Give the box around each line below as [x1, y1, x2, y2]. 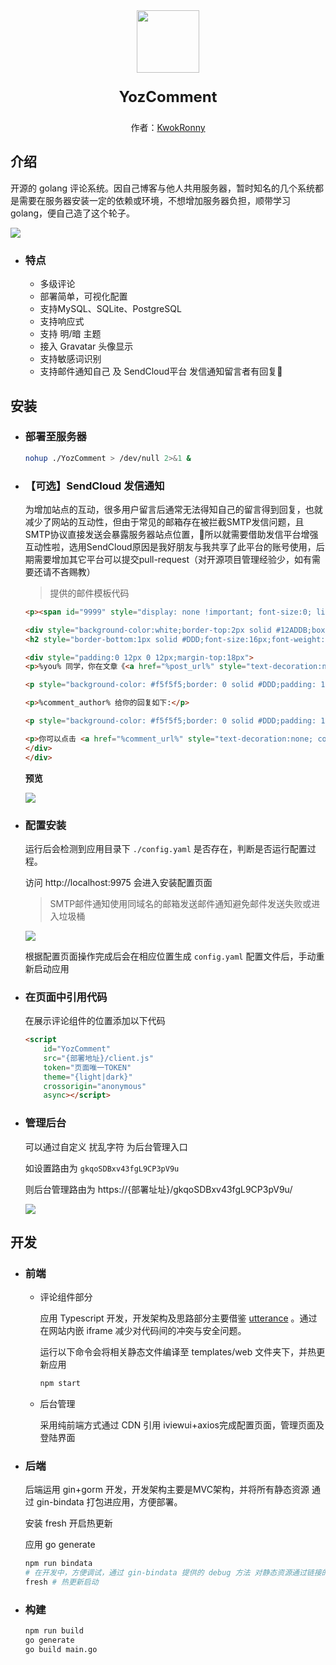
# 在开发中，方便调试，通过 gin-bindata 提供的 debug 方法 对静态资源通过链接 [24, 1568, 322, 1578]
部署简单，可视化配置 [39, 290, 128, 303]
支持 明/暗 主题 [39, 328, 102, 340]
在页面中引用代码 [24, 990, 108, 1004]
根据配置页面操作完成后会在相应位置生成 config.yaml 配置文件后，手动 [24, 950, 317, 962]
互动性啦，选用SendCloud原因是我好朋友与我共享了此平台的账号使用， [24, 540, 317, 553]
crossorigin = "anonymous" [43, 1081, 147, 1091]
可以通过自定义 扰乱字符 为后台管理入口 [24, 1140, 188, 1153]
